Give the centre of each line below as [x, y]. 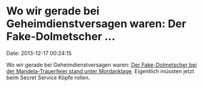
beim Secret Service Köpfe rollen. [48, 77]
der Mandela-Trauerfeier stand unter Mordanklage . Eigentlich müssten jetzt [100, 71]
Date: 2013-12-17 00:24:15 [39, 53]
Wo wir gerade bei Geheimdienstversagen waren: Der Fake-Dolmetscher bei [101, 65]
